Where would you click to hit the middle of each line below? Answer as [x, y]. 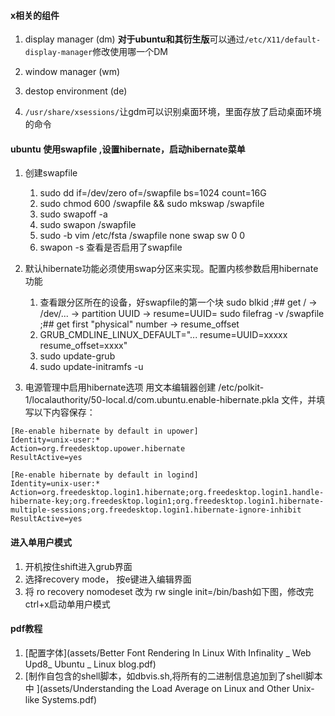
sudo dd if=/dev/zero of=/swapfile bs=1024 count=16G [153, 193]
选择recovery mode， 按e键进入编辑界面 [108, 579]
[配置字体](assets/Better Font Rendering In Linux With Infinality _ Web [168, 652]
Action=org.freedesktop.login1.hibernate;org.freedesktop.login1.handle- [167, 493]
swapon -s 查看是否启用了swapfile [111, 247]
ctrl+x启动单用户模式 [67, 604]
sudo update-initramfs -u [91, 367]
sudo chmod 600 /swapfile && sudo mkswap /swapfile [152, 204]
